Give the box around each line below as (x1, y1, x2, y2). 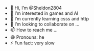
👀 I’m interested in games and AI (10, 10, 79, 16)
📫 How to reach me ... (10, 27, 58, 33)
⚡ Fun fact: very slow (10, 40, 55, 46)
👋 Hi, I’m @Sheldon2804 (10, 5, 62, 11)
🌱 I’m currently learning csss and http (10, 16, 89, 21)
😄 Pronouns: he (10, 34, 44, 40)
